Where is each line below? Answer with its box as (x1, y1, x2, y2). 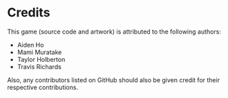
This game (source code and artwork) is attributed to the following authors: (7, 27, 221, 36)
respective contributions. (7, 83, 78, 91)
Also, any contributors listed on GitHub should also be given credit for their (7, 75, 220, 84)
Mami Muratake (17, 48, 62, 56)
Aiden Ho (17, 40, 44, 49)
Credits (7, 5, 50, 21)
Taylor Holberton (17, 55, 66, 63)
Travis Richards (17, 62, 62, 71)
